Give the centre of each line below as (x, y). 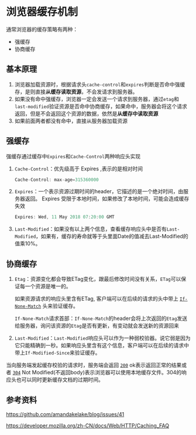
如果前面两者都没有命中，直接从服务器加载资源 (71, 121)
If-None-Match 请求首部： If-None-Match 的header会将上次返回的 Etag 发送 (101, 318)
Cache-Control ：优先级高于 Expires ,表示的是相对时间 (79, 168)
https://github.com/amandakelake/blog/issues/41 (65, 414)
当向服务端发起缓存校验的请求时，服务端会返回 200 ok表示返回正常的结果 (94, 365)
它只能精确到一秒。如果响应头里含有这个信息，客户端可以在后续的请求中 (102, 346)
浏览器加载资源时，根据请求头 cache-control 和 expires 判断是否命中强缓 (100, 84)
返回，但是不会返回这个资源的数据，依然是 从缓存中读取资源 (86, 113)
